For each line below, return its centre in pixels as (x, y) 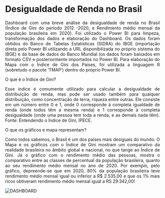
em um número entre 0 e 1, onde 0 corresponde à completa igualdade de (82, 104)
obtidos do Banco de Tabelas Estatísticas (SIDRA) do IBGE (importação (82, 43)
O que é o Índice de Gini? (31, 79)
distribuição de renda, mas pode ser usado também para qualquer (82, 94)
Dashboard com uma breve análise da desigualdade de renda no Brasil (82, 23)
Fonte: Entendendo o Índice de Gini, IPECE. (49, 120)
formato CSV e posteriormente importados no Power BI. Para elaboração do (82, 59)
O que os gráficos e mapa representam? (46, 130)
